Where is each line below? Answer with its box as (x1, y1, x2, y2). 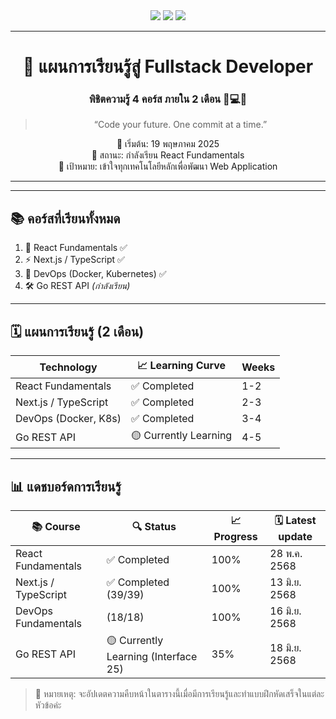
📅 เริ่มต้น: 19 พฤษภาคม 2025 (116, 138, 220, 150)
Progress (213, 529, 258, 543)
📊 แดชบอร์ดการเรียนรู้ (10, 478, 122, 495)
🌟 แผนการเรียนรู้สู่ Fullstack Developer (22, 55, 314, 78)
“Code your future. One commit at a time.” (93, 119, 268, 131)
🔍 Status (131, 519, 177, 533)
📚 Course (31, 519, 81, 533)
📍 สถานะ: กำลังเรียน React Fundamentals (91, 149, 245, 161)
